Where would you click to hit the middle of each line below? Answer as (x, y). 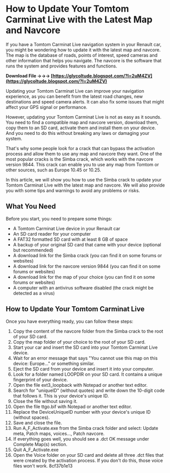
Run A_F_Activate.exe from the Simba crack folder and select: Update (86, 428)
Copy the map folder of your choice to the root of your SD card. (79, 342)
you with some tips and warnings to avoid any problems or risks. (73, 190)
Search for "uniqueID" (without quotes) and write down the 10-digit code (89, 390)
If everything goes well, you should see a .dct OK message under (81, 439)
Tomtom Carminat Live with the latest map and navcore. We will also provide (85, 185)
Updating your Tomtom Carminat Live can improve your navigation (75, 91)
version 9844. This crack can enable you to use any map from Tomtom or (82, 164)
